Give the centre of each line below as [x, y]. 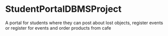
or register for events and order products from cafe [58, 28]
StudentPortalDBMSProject [63, 9]
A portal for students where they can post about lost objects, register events [84, 23]
